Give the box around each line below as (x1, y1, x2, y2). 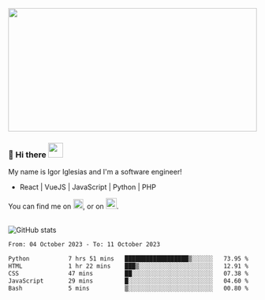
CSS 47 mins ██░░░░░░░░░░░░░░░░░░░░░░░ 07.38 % (8, 269, 248, 277)
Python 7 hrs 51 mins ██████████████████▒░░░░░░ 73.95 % (8, 255, 248, 263)
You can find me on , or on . (8, 201, 119, 212)
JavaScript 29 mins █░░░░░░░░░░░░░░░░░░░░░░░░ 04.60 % (8, 276, 248, 285)
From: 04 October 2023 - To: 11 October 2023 (8, 241, 160, 249)
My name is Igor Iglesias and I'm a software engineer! (8, 167, 183, 177)
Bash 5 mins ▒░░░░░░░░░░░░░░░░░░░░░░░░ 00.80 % (8, 284, 248, 292)
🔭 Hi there (8, 149, 47, 160)
